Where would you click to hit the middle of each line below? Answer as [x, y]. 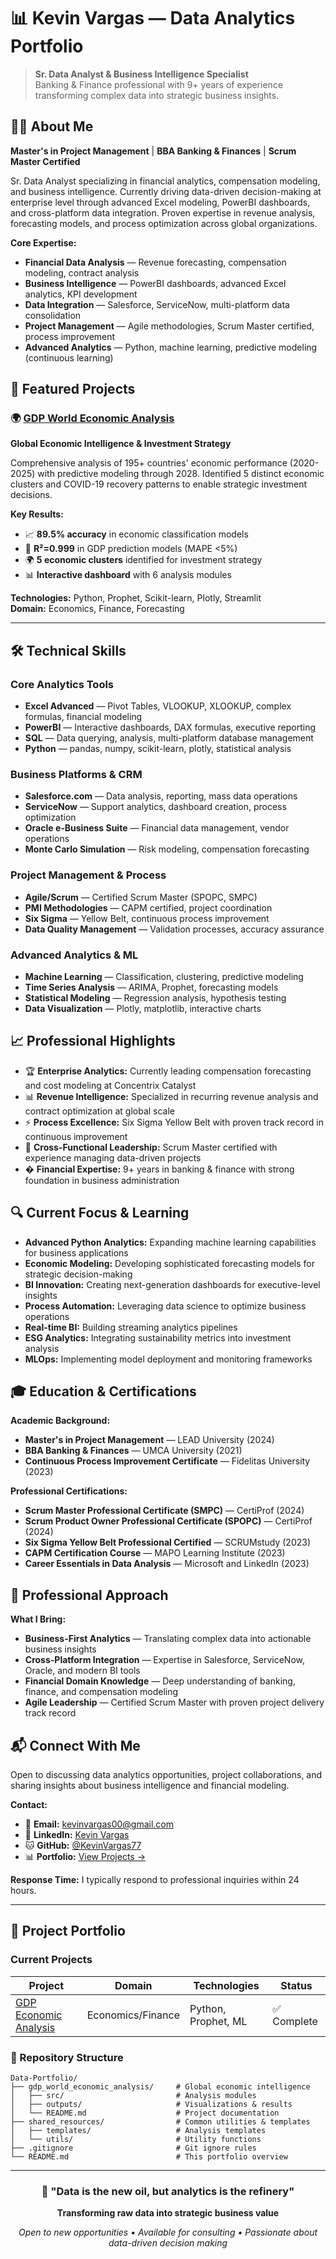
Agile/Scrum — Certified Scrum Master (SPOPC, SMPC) [141, 897]
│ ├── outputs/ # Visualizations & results [151, 2105]
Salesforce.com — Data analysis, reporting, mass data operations [161, 796]
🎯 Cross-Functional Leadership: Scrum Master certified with [151, 1147]
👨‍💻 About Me [52, 126]
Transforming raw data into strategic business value [168, 2213]
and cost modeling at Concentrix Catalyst [110, 1085]
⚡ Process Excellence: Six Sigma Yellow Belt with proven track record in [174, 1122]
